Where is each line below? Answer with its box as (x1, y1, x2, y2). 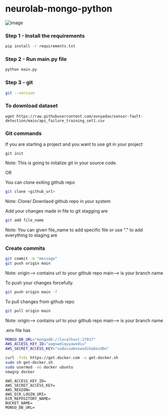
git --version (5, 90, 35, 96)
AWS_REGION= (5, 387, 30, 392)
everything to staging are (5, 232, 58, 238)
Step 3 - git (5, 79, 33, 86)
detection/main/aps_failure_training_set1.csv (5, 118, 105, 123)
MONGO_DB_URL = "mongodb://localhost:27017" (5, 337, 96, 342)
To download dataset (5, 102, 58, 109)
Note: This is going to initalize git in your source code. (5, 160, 118, 166)
